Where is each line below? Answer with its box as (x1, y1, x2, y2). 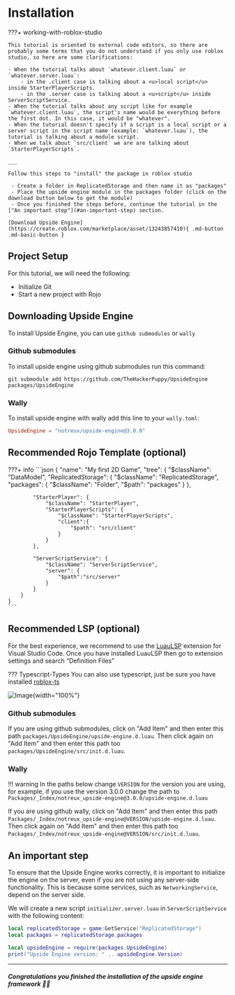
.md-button (192, 225, 224, 232)
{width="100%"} (32, 691, 80, 699)
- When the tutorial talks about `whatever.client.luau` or (8, 66, 187, 73)
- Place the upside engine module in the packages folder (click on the (10, 188, 227, 195)
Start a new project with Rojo (17, 290, 102, 298)
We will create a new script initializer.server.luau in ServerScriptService (8, 904, 227, 912)
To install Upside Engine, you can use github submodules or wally (8, 329, 196, 337)
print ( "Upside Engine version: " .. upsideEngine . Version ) (8, 950, 183, 958)
